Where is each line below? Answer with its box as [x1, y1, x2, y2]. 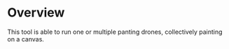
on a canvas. [7, 35, 44, 43]
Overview [7, 5, 65, 21]
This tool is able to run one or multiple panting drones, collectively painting [7, 28, 223, 36]
